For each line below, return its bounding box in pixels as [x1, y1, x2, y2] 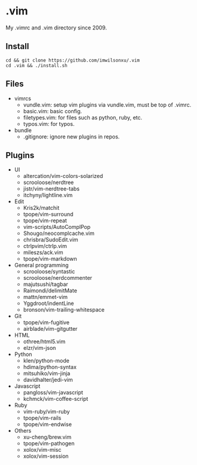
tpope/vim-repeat [23, 217, 67, 224]
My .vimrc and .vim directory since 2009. [5, 24, 107, 31]
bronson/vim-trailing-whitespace [23, 306, 105, 313]
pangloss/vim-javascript [23, 389, 83, 396]
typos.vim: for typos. [23, 120, 75, 127]
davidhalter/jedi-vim [23, 376, 73, 384]
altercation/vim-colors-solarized [23, 173, 103, 180]
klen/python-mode [23, 357, 69, 364]
